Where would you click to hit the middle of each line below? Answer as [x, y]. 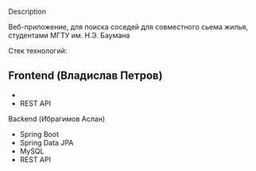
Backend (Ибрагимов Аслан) [57, 119]
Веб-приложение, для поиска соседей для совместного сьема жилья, [128, 27]
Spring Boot [39, 134]
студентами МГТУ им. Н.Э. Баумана [69, 35]
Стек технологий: [38, 51]
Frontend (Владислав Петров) [85, 76]
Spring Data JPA [47, 142]
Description [27, 12]
